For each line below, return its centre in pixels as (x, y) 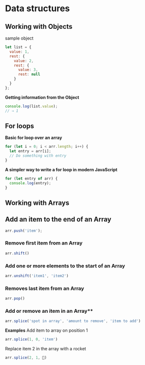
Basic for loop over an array (34, 138)
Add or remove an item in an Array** (49, 311)
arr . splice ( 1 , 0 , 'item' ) (31, 340)
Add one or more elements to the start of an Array (65, 265)
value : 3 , (28, 70)
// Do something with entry (38, 156)
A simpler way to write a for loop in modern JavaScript (61, 169)
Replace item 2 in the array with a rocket (46, 349)
